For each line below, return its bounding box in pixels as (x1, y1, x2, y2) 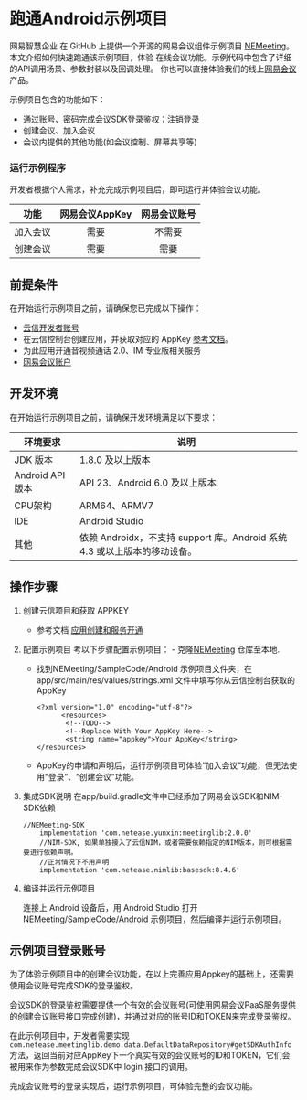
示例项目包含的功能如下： (9, 93, 106, 105)
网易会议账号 (140, 208, 196, 220)
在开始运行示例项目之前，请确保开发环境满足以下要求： (9, 411, 217, 422)
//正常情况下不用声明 (39, 857, 110, 867)
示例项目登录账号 (9, 943, 106, 958)
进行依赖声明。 (29, 848, 78, 857)
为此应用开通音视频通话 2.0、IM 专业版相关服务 (22, 345, 202, 357)
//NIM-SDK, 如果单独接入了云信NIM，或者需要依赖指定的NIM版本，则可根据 (39, 838, 286, 847)
